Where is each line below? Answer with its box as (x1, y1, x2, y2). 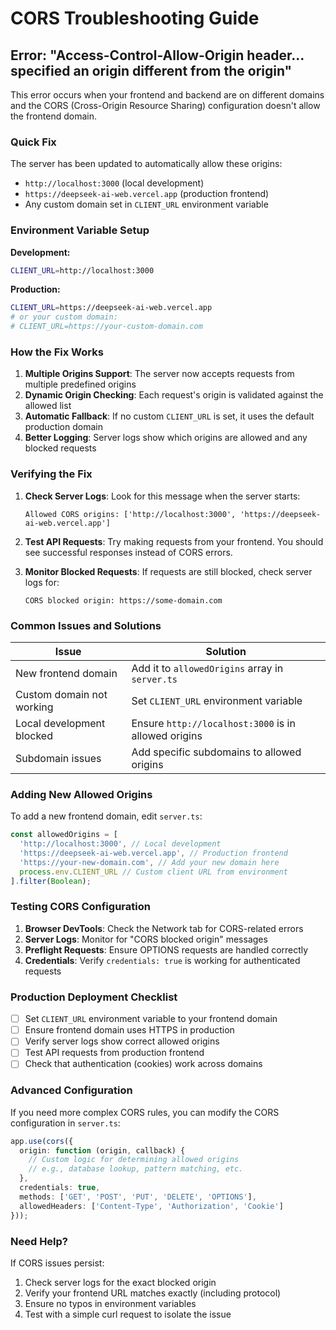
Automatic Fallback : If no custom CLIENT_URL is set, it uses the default (24, 410, 315, 422)
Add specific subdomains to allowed (131, 745, 302, 759)
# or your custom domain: (10, 312, 118, 322)
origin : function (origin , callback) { (19, 1145, 186, 1156)
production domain (24, 421, 103, 433)
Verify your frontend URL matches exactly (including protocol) (24, 1287, 282, 1299)
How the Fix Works (10, 345, 104, 359)
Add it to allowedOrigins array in (131, 661, 284, 675)
